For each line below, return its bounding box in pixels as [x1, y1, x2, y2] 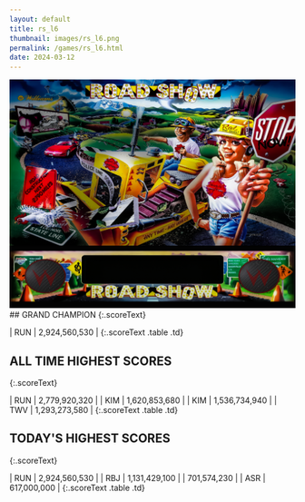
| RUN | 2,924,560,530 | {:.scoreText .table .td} [9, 327, 184, 338]
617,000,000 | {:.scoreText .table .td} [9, 482, 145, 493]
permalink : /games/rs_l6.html [9, 44, 124, 53]
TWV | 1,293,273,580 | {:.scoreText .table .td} [9, 405, 179, 416]
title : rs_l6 [9, 24, 59, 34]
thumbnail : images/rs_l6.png [9, 34, 120, 43]
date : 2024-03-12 [9, 53, 75, 63]
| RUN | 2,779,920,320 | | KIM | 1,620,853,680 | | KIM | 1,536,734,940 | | [9, 395, 278, 406]
